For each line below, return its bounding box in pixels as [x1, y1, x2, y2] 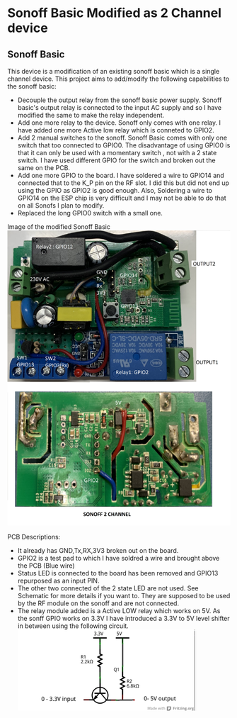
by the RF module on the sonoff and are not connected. [17, 599, 179, 607]
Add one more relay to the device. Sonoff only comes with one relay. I [17, 118, 221, 127]
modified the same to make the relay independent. [17, 111, 165, 119]
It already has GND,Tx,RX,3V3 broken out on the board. [17, 546, 179, 554]
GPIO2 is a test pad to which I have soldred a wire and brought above [17, 554, 220, 562]
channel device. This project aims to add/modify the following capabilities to [7, 74, 230, 83]
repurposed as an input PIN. [17, 576, 100, 585]
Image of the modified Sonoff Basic [7, 223, 111, 231]
